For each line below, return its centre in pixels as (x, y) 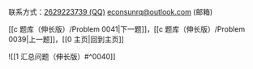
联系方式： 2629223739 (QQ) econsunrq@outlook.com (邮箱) (111, 12)
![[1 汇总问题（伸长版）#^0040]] (62, 56)
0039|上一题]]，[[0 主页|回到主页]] (66, 39)
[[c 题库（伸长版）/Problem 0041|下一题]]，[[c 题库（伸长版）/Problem (127, 29)
